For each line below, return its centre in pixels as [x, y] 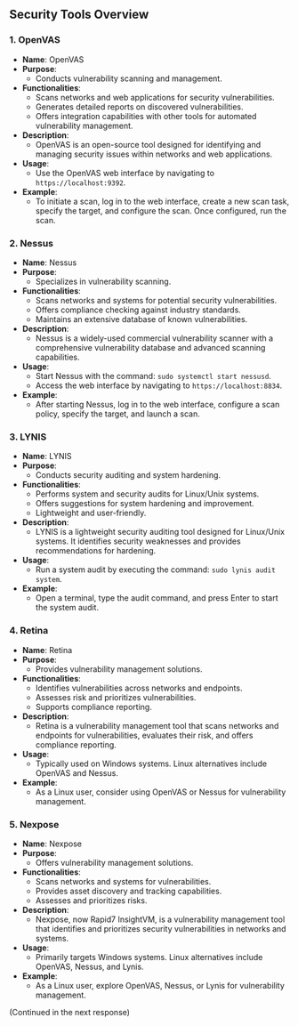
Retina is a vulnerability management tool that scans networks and [157, 725]
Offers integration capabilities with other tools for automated [146, 116]
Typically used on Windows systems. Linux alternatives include [151, 763]
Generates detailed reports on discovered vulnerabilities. [139, 107]
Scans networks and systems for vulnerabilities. [123, 881]
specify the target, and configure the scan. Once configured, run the [161, 210]
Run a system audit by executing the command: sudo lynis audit [155, 570]
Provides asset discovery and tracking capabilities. [129, 891]
